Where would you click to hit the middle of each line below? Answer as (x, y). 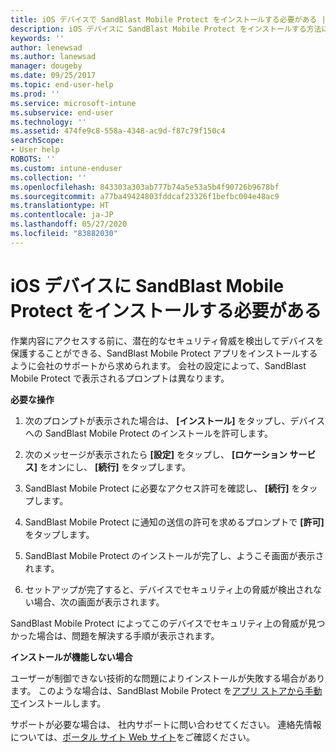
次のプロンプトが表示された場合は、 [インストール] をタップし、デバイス (175, 420)
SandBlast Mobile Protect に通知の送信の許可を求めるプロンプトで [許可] (174, 522)
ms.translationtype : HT (60, 206)
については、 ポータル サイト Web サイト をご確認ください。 (132, 737)
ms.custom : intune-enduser (66, 168)
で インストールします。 (58, 703)
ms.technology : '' (48, 122)
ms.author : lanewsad (53, 57)
